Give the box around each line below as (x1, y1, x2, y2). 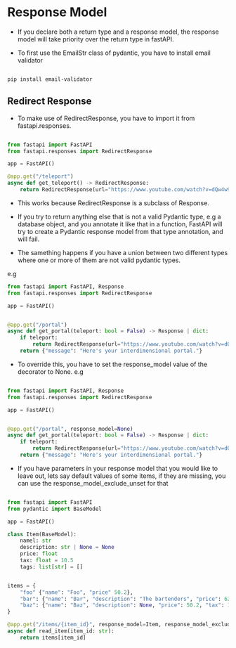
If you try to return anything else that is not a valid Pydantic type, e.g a (17, 212, 221, 221)
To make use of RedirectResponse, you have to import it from (17, 114, 195, 122)
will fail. (17, 235, 40, 243)
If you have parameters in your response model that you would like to (17, 464, 218, 472)
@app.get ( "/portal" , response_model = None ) (7, 425, 133, 432)
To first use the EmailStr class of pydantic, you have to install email (17, 48, 211, 57)
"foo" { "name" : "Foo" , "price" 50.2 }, (20, 588, 133, 596)
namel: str (20, 537, 52, 545)
